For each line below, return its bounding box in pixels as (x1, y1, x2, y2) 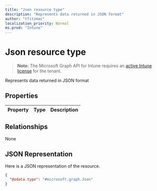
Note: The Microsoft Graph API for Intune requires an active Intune (17, 63, 152, 69)
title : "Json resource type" (5, 7, 65, 12)
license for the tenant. (17, 68, 62, 74)
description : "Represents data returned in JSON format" (5, 12, 124, 17)
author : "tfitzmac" (5, 16, 45, 21)
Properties (5, 92, 38, 100)
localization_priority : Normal (5, 21, 69, 26)
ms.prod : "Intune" (5, 26, 43, 30)
